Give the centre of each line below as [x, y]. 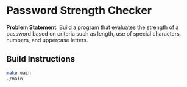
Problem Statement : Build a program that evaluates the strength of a [93, 27]
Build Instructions [41, 59]
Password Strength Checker [79, 11]
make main [19, 73]
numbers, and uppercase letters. [47, 40]
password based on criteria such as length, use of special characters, [94, 33]
